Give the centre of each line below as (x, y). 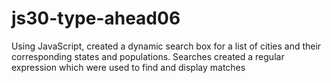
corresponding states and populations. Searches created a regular (148, 56)
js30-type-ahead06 (96, 18)
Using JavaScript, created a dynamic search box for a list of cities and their (166, 46)
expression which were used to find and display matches (128, 67)
